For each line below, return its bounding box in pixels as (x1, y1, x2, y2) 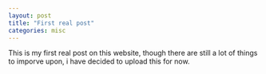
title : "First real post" (8, 19, 94, 27)
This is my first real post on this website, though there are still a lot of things (8, 49, 258, 58)
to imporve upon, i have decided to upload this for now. (8, 56, 190, 66)
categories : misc (8, 26, 66, 34)
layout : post (8, 11, 52, 20)
